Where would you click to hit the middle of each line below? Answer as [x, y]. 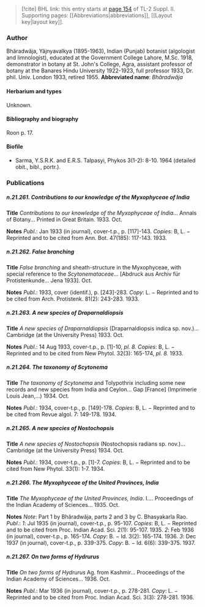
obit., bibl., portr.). [38, 167]
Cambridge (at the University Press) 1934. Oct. [65, 450]
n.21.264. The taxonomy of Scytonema [57, 367]
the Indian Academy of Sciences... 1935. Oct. [63, 505]
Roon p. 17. [20, 133]
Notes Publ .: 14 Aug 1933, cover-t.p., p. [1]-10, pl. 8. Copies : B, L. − [91, 347]
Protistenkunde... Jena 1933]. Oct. [49, 280]
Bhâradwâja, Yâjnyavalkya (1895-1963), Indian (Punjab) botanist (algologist [101, 51]
